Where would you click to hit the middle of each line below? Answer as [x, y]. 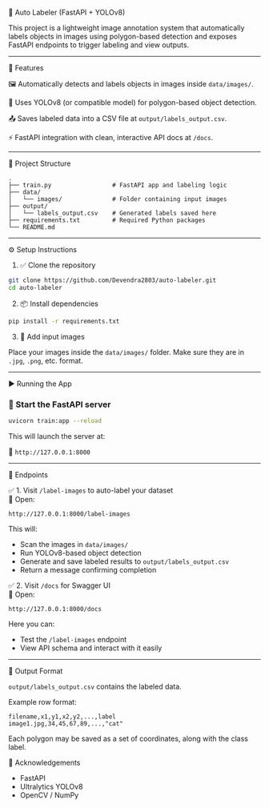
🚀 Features [26, 68]
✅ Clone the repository [58, 265]
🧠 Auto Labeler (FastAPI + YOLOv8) [67, 12]
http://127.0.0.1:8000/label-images [69, 514]
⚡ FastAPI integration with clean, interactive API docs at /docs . [111, 137]
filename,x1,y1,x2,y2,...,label [62, 717]
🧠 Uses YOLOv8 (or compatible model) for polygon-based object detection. [133, 103]
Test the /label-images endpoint [73, 639]
